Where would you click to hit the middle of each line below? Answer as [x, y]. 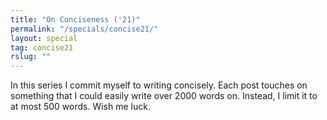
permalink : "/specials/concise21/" [84, 29]
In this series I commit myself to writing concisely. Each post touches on [159, 85]
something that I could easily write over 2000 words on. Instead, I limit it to [164, 96]
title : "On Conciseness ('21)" [75, 19]
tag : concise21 [42, 47]
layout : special [44, 38]
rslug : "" [31, 57]
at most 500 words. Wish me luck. [80, 107]
